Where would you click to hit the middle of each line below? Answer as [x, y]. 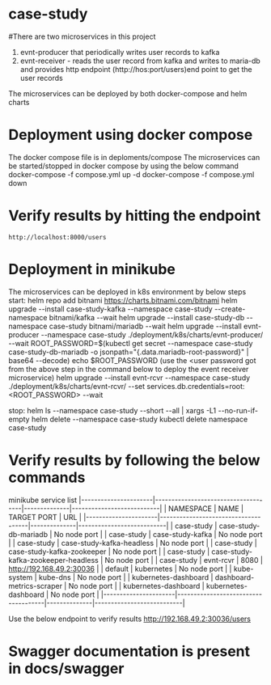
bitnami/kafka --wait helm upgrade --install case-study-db [147, 317]
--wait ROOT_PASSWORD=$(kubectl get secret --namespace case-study [131, 343]
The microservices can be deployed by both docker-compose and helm [128, 93]
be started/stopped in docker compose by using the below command [123, 166]
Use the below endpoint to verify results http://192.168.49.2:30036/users [130, 619]
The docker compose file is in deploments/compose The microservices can [134, 157]
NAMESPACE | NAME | [206, 508]
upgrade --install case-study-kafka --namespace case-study [110, 309]
